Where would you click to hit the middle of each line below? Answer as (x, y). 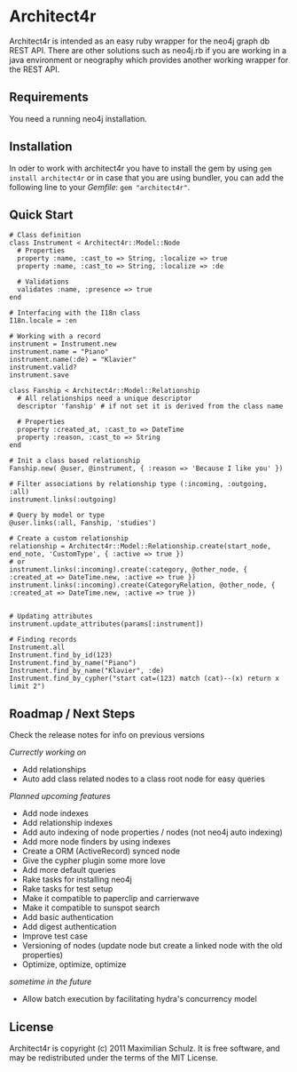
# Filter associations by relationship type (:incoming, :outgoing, (138, 484)
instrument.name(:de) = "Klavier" (73, 360)
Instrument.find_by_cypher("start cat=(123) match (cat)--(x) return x (144, 679)
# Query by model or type (57, 516)
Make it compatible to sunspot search (91, 908)
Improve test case (55, 936)
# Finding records (43, 640)
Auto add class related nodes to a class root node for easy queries (144, 779)
